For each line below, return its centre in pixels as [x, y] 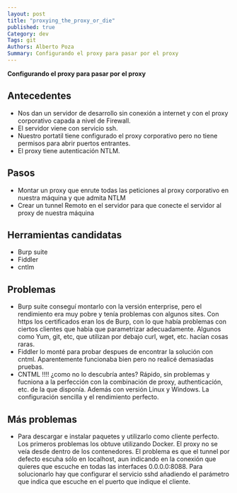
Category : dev [28, 34]
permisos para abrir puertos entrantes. [74, 143]
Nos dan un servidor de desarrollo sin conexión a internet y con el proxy [123, 113]
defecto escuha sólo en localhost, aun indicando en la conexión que [117, 459]
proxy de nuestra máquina [56, 213]
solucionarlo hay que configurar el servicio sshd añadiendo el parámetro [123, 474]
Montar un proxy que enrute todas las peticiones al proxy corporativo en [123, 190]
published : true [31, 27]
